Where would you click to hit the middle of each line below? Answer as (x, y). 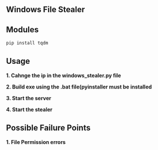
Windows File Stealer (46, 10)
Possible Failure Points (48, 128)
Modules (23, 30)
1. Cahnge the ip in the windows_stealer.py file (63, 75)
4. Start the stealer (29, 109)
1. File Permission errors (36, 142)
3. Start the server (29, 98)
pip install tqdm (27, 43)
